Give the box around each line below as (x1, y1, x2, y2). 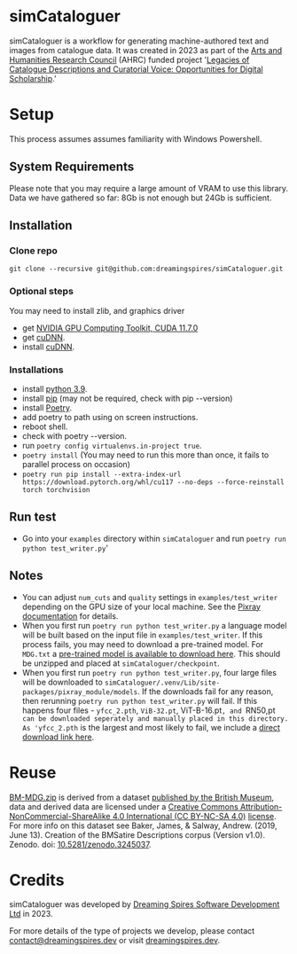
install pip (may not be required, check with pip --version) (21, 393, 233, 403)
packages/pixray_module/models (21, 687, 138, 697)
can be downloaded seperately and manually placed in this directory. (21, 714, 289, 723)
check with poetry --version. (21, 430, 127, 441)
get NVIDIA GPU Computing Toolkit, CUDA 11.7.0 (21, 322, 199, 333)
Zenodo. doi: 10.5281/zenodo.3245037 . (9, 839, 152, 849)
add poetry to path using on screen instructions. (21, 411, 199, 422)
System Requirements (9, 160, 135, 175)
